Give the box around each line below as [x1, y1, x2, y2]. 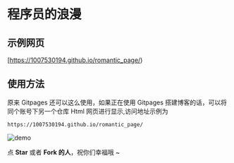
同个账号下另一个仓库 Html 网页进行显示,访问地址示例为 [7, 107, 168, 115]
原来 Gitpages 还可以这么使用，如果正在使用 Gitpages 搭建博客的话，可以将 [7, 98, 227, 107]
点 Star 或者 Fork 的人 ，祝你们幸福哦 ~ [7, 147, 120, 156]
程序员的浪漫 [7, 6, 82, 23]
